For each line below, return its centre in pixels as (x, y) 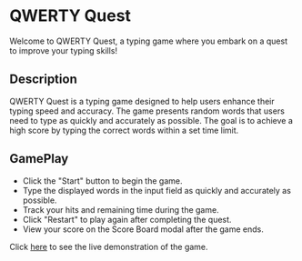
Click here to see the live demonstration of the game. (109, 246)
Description (43, 80)
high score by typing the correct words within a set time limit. (124, 130)
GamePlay (39, 159)
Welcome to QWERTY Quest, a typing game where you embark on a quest (149, 41)
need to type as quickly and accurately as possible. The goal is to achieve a (151, 120)
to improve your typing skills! (64, 50)
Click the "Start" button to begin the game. (102, 181)
